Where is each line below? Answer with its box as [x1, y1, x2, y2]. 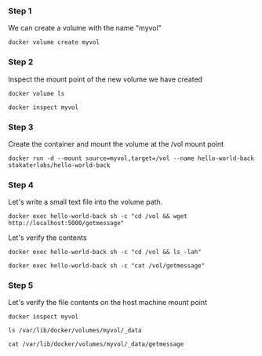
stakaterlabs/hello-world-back [8, 161, 111, 169]
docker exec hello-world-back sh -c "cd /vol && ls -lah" [8, 249, 202, 256]
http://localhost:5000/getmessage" [8, 220, 125, 227]
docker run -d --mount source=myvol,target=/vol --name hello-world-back [8, 154, 255, 162]
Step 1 [8, 5, 32, 16]
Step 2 [8, 56, 34, 67]
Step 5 [8, 280, 34, 291]
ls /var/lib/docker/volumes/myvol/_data [8, 327, 143, 335]
